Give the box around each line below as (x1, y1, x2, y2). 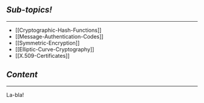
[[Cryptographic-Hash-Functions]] (15, 27, 102, 34)
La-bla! (6, 91, 24, 98)
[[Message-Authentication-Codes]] (15, 33, 104, 40)
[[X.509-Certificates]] (15, 52, 70, 59)
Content (6, 69, 38, 80)
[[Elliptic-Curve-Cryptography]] (15, 45, 95, 53)
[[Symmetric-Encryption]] (15, 39, 80, 46)
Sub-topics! (6, 5, 53, 15)
